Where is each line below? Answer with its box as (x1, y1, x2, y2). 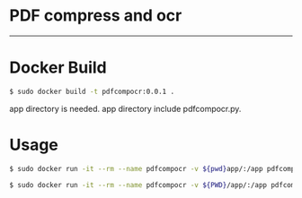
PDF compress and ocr (9, 5, 182, 26)
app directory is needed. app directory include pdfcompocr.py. (9, 103, 242, 114)
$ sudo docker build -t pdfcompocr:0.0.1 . (9, 87, 175, 96)
